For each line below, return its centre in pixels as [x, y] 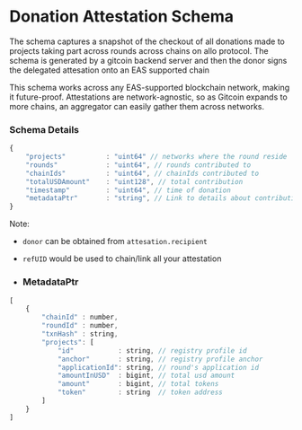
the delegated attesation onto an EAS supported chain [109, 70]
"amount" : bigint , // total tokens [138, 384]
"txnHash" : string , [80, 334]
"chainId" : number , [80, 317]
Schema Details [44, 129]
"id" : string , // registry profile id [152, 351]
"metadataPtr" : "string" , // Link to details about [138, 198]
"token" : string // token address [140, 392]
